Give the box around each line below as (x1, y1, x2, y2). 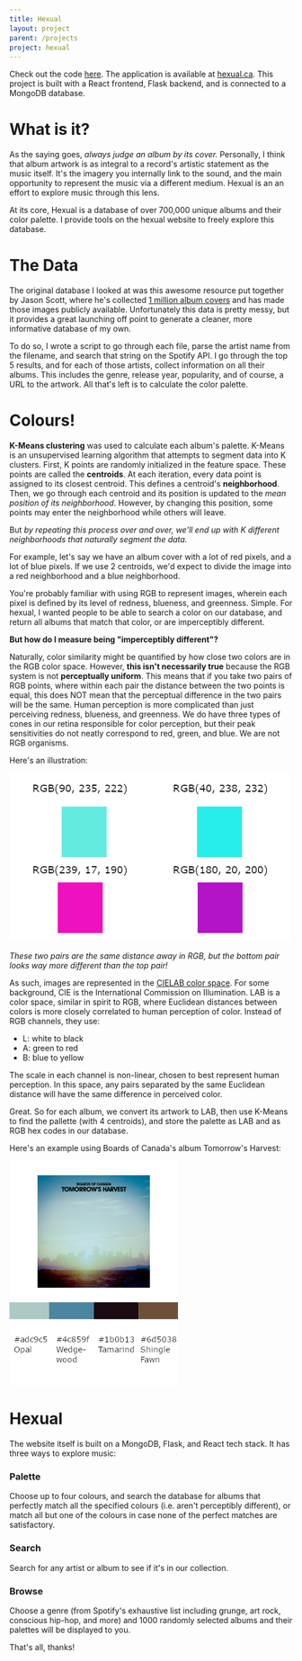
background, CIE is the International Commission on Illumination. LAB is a (9, 987, 280, 998)
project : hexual (9, 43, 70, 52)
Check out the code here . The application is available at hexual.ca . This (9, 68, 274, 80)
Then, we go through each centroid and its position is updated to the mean (9, 488, 287, 499)
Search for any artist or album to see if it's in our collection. (9, 1562, 229, 1573)
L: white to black (22, 1033, 84, 1044)
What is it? (9, 120, 91, 139)
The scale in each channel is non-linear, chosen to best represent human (9, 1070, 280, 1081)
